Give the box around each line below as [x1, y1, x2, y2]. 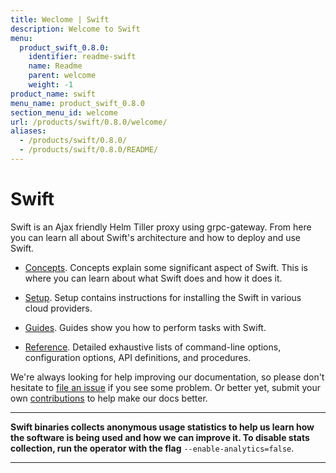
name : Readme [28, 61, 83, 71]
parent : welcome [28, 71, 97, 81]
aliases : [10, 126, 47, 136]
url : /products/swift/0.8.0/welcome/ [10, 117, 168, 127]
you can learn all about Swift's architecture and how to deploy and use [10, 231, 301, 243]
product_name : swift [10, 89, 97, 99]
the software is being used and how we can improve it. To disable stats [10, 431, 310, 443]
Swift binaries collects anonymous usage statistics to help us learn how [10, 421, 315, 433]
